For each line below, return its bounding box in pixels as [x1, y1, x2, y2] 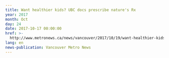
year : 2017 [5, 12, 28, 17]
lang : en [5, 40, 24, 45]
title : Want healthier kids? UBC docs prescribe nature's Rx [5, 7, 136, 13]
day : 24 [5, 21, 22, 27]
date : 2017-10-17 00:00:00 [5, 26, 62, 31]
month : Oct [5, 17, 28, 22]
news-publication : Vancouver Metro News [5, 45, 92, 50]
